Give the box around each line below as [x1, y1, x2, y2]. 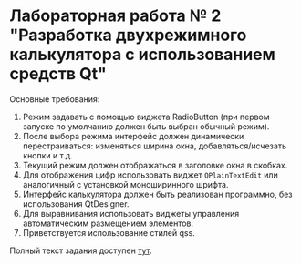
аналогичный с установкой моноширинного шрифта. [22, 178, 229, 189]
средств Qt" [9, 64, 107, 85]
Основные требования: [9, 93, 100, 105]
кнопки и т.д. [22, 149, 73, 160]
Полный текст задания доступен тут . [9, 245, 152, 256]
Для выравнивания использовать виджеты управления [22, 208, 240, 219]
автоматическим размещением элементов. [22, 218, 194, 229]
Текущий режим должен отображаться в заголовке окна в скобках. [22, 159, 288, 170]
